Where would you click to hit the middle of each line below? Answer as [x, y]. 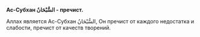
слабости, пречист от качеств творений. [58, 28]
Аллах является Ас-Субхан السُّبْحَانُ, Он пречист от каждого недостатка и [100, 21]
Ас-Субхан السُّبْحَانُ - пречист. [45, 10]
